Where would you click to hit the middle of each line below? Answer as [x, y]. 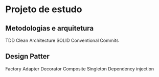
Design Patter [27, 56]
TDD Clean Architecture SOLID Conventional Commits [62, 40]
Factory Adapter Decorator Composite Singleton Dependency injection [80, 69]
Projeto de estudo [44, 9]
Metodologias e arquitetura [49, 28]
